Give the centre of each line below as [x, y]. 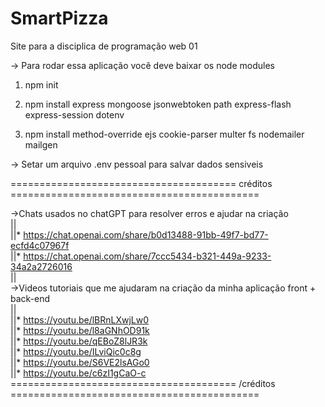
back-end [30, 298]
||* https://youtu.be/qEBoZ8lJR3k [79, 341]
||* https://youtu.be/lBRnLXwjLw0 [80, 319]
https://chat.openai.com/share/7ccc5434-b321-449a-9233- [147, 256]
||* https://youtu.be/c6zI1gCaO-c [78, 373]
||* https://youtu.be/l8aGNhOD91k [80, 330]
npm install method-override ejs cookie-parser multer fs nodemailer [164, 134]
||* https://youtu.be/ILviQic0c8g [76, 351]
